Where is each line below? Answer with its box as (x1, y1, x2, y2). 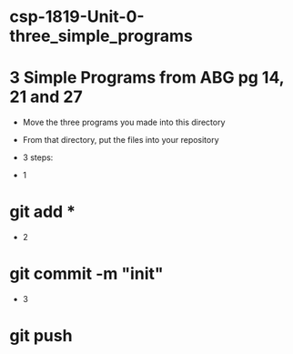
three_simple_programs (9, 25, 193, 46)
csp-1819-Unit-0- (9, 6, 145, 27)
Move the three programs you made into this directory (22, 116, 226, 128)
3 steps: (22, 152, 54, 163)
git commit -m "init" (9, 264, 164, 284)
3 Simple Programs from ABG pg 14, (9, 67, 285, 88)
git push (9, 326, 73, 347)
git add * (9, 202, 76, 222)
